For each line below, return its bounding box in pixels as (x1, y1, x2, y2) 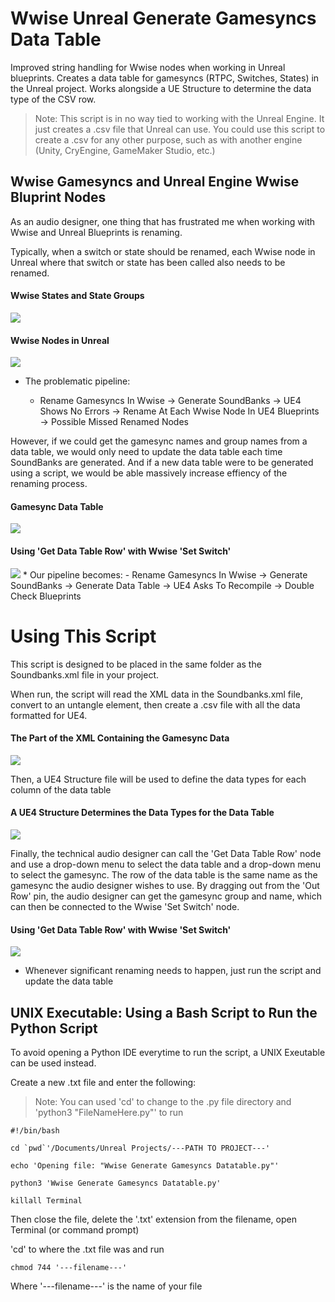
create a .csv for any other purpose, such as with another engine (34, 133, 303, 146)
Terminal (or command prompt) (10, 1223, 140, 1236)
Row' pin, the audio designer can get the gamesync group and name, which (10, 890, 323, 902)
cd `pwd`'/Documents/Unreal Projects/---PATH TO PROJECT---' (10, 1143, 271, 1153)
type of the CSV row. (10, 93, 97, 105)
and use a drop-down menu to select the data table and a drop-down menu (10, 858, 322, 870)
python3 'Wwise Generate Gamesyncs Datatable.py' (10, 1178, 222, 1188)
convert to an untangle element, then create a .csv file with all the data (10, 698, 301, 711)
